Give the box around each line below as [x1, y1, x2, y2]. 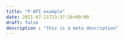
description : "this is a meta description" [6, 25, 119, 31]
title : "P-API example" [6, 8, 66, 15]
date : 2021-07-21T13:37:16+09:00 [6, 14, 89, 20]
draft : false [6, 19, 39, 25]
